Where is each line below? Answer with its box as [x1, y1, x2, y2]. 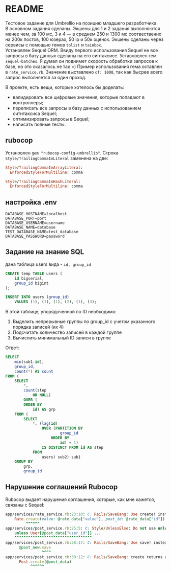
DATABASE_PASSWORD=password [5, 234, 65, 239]
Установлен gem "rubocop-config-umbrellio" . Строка [5, 149, 119, 156]
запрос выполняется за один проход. [5, 74, 87, 80]
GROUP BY [14, 459, 33, 464]
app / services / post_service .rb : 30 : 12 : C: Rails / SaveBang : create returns [5, 554, 163, 560]
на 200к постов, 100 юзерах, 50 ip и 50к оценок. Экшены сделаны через [5, 36, 164, 42]
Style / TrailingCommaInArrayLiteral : [5, 165, 83, 170]
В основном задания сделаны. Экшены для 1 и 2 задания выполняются [5, 25, 160, 31]
